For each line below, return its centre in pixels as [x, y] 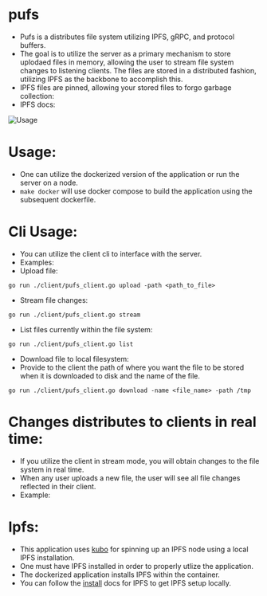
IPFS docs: [37, 104]
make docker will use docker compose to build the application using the [136, 191]
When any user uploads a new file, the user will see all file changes [130, 478]
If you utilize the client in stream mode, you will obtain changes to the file [139, 461]
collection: [37, 96]
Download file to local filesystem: [74, 359]
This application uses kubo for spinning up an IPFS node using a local [134, 549]
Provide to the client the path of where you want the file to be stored [132, 367]
